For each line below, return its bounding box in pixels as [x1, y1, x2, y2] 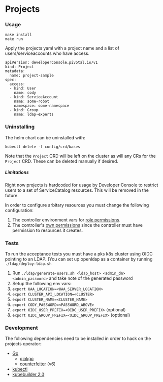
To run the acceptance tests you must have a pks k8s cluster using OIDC [5, 251, 153, 257]
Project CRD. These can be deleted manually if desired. [5, 158, 119, 164]
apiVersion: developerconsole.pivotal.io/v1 [5, 60, 98, 65]
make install [5, 32, 32, 38]
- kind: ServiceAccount [9, 95, 58, 100]
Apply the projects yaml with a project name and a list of [5, 45, 120, 51]
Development [5, 324, 38, 331]
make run [5, 37, 23, 42]
